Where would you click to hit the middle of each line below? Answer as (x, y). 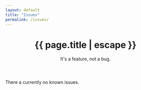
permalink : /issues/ (27, 19)
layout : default (22, 10)
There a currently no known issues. (42, 82)
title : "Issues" (22, 15)
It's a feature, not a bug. (86, 59)
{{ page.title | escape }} (86, 45)
